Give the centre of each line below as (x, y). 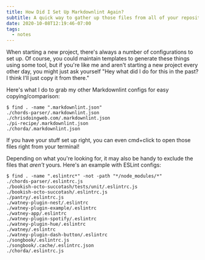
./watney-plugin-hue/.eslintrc (46, 224)
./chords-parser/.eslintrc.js (45, 182)
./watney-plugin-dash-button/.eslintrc (57, 235)
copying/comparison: (33, 96)
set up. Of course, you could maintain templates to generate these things (98, 59)
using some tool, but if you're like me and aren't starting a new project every (102, 65)
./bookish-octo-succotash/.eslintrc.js (57, 192)
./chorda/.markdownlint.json (43, 129)
